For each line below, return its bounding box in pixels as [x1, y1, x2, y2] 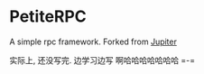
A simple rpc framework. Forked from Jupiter [9, 36, 178, 47]
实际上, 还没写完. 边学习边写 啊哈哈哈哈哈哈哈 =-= [9, 54, 196, 65]
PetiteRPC [9, 6, 88, 27]
